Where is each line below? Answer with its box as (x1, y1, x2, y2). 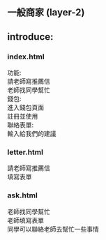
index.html (7, 52, 45, 61)
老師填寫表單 (7, 216, 44, 225)
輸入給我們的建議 (7, 130, 56, 138)
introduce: (7, 31, 54, 43)
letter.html (7, 147, 44, 157)
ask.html (7, 190, 38, 200)
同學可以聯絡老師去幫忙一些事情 (7, 225, 99, 233)
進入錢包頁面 (7, 103, 44, 112)
